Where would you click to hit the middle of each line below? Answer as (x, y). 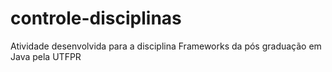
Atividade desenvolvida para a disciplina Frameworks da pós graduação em (166, 46)
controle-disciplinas (96, 18)
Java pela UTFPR (46, 56)
